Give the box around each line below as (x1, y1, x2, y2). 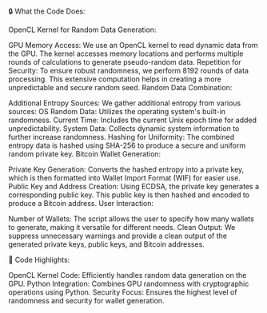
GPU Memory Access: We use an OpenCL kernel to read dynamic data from (8, 41, 258, 50)
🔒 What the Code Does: (8, 6, 86, 16)
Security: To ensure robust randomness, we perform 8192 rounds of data (8, 66, 249, 75)
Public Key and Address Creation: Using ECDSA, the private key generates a (8, 182, 260, 191)
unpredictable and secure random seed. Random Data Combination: (8, 83, 233, 92)
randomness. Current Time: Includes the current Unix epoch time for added (8, 115, 257, 125)
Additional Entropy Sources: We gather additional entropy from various (8, 98, 241, 108)
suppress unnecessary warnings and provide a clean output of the (8, 231, 228, 240)
